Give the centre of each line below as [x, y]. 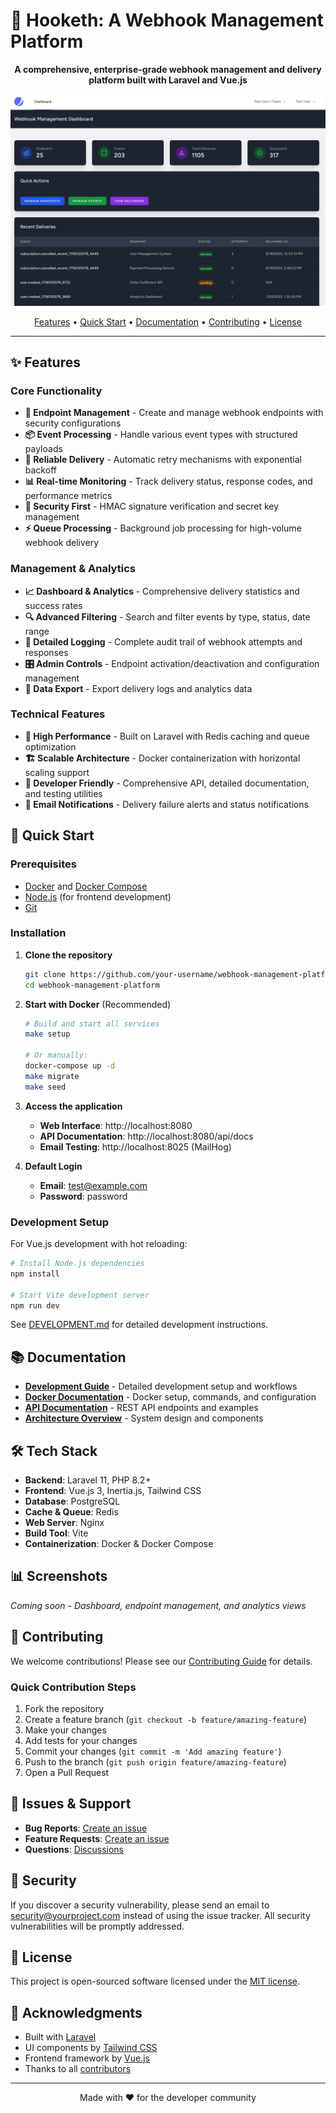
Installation [38, 933]
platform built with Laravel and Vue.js [168, 80]
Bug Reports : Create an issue [86, 1828]
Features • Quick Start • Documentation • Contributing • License [168, 321]
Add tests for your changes [81, 1740]
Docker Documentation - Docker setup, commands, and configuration [170, 1397]
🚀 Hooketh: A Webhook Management [167, 20]
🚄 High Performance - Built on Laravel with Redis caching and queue [167, 736]
